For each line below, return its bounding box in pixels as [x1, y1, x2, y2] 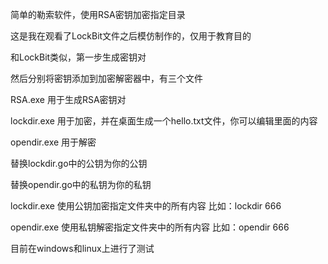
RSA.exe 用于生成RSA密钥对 [10, 94, 127, 105]
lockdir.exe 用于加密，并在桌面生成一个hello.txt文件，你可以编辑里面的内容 [10, 115, 318, 127]
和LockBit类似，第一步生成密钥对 [10, 51, 147, 63]
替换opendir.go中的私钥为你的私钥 [10, 179, 152, 190]
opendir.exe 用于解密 [10, 136, 97, 148]
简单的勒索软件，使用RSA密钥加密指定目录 [10, 9, 186, 20]
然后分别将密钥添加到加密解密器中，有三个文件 [10, 73, 203, 84]
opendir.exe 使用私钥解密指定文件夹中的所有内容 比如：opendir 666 [10, 221, 290, 233]
